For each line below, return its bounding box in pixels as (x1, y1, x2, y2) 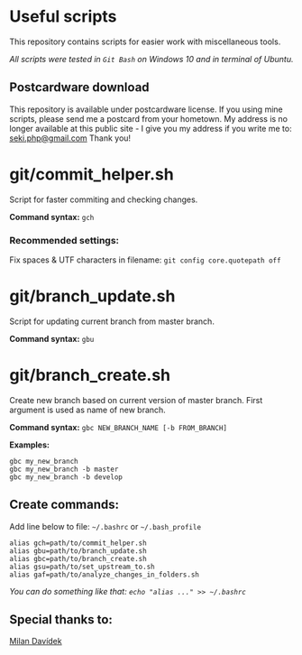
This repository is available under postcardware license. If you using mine (9, 104, 283, 115)
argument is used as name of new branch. (9, 404, 167, 415)
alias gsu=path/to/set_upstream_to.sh (9, 562, 155, 571)
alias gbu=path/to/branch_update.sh (9, 546, 147, 556)
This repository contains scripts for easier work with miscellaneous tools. (9, 36, 281, 47)
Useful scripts (9, 6, 117, 27)
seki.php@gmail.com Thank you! (9, 133, 132, 143)
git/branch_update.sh (9, 286, 176, 307)
